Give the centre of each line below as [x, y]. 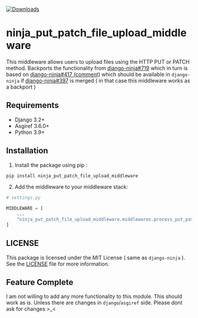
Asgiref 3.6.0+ [32, 126]
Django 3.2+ [30, 119]
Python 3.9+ [30, 132]
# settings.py [24, 198]
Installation [27, 151]
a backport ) [21, 87]
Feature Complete [40, 282]
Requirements [32, 105]
